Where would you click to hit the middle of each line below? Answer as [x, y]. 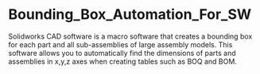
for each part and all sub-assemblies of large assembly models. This [120, 44]
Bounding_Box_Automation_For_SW [130, 15]
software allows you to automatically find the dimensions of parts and [122, 53]
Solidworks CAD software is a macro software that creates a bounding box [130, 36]
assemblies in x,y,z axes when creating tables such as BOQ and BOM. [122, 61]
